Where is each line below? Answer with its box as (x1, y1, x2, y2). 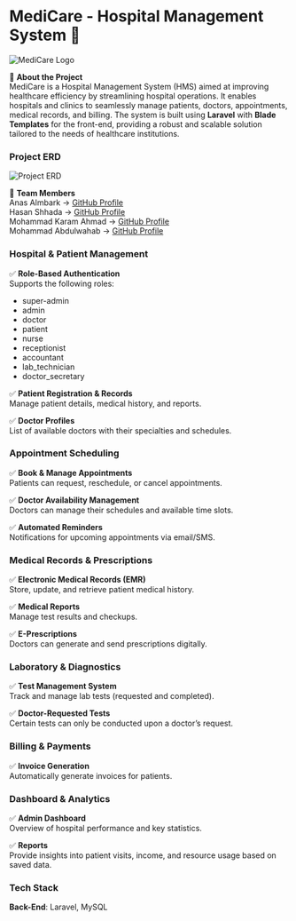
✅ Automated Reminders (9, 521, 104, 532)
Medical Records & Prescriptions (9, 553, 153, 566)
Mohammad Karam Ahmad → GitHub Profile (9, 216, 170, 227)
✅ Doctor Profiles (9, 415, 75, 425)
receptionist (21, 342, 66, 353)
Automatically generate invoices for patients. (9, 770, 173, 781)
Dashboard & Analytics (9, 792, 111, 805)
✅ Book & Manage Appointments (9, 467, 133, 478)
